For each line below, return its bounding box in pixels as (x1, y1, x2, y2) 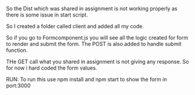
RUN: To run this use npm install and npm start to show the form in (6, 76, 167, 83)
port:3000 (6, 82, 31, 89)
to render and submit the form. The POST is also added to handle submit (6, 41, 182, 47)
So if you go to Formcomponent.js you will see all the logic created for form (6, 34, 189, 41)
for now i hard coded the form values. (6, 64, 97, 71)
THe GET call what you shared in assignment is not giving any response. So (6, 58, 189, 65)
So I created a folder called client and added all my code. (6, 23, 144, 30)
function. (6, 47, 28, 54)
